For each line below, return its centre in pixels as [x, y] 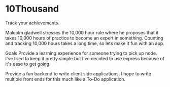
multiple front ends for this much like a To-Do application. [65, 79]
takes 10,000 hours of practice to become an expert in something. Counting [84, 38]
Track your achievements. [32, 23]
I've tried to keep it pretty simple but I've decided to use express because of [85, 58]
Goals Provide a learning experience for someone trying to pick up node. [81, 53]
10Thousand [32, 9]
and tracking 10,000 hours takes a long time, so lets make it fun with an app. [85, 43]
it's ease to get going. [28, 64]
